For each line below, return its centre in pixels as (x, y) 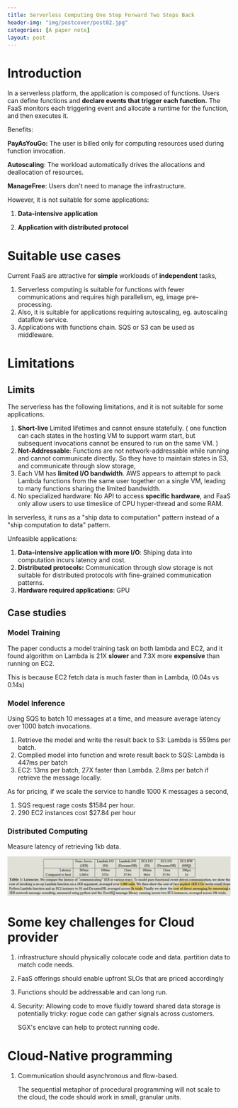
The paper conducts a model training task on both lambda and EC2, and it (115, 648)
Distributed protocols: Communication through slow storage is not (115, 568)
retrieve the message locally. (59, 778)
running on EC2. (31, 663)
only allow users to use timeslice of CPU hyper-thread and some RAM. (120, 504)
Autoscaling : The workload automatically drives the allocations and (106, 165)
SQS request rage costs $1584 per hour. (76, 805)
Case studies (37, 612)
